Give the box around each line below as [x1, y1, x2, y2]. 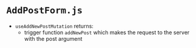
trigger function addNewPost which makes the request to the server [24, 29, 190, 36]
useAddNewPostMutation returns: [15, 22, 94, 29]
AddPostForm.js [6, 5, 83, 16]
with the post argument [24, 35, 83, 42]
